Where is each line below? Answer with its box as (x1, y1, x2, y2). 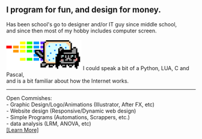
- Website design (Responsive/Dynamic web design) (6, 107, 136, 114)
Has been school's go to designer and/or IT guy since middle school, (6, 20, 177, 28)
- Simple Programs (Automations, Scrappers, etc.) (6, 113, 130, 120)
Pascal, (6, 71, 25, 78)
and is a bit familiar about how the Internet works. (6, 77, 129, 84)
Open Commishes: (6, 94, 52, 101)
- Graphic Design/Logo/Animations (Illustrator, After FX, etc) (6, 101, 155, 108)
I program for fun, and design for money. (6, 5, 161, 15)
